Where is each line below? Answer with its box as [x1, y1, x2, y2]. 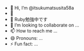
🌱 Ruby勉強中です [10, 16, 48, 22]
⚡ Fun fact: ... [10, 41, 38, 47]
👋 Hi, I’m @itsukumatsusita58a [10, 5, 74, 11]
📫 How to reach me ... [10, 28, 58, 34]
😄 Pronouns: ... [10, 35, 43, 41]
